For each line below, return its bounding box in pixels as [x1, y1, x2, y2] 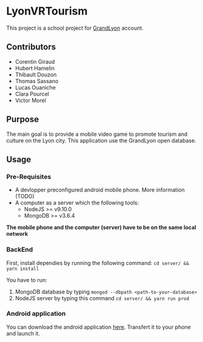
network [6, 230, 28, 238]
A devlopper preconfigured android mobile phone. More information [15, 186, 185, 193]
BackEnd [6, 246, 33, 254]
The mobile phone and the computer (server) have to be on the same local [6, 224, 196, 231]
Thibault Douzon [15, 71, 57, 78]
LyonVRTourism [6, 4, 88, 18]
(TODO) [15, 193, 35, 200]
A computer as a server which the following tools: [15, 199, 139, 207]
